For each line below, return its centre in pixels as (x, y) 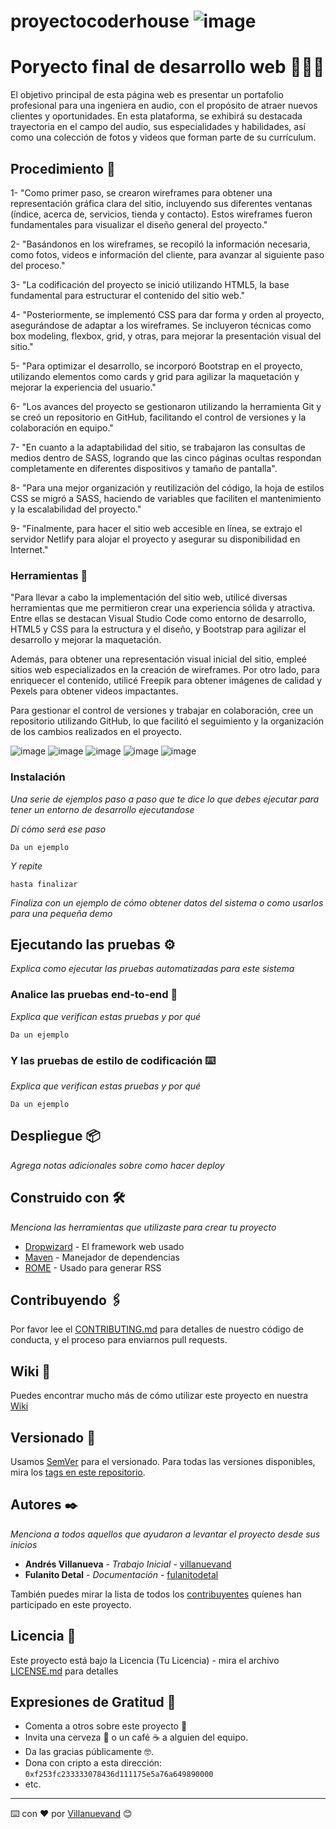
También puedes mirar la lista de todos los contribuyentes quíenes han (156, 1594)
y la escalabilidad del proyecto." (76, 509)
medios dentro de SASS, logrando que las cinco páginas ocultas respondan (166, 457)
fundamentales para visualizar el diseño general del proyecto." (139, 224)
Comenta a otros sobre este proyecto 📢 (106, 1726)
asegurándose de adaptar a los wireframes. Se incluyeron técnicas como (161, 325)
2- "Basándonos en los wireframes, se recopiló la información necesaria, (160, 244)
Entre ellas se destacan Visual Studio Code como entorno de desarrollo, (158, 619)
